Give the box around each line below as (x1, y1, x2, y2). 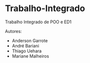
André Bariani (12, 43, 39, 48)
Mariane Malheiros (12, 53, 49, 59)
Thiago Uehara (12, 48, 42, 54)
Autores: (5, 28, 22, 34)
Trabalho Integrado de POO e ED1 (5, 19, 72, 25)
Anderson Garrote (12, 37, 48, 44)
